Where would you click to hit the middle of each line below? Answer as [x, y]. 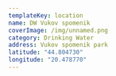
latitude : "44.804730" [46, 52]
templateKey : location [46, 15]
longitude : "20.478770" [48, 60]
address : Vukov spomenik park [58, 45]
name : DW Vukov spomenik [49, 23]
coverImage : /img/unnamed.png [58, 30]
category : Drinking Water [51, 38]
